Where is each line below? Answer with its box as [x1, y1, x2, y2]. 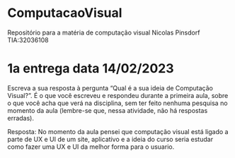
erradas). [7, 114, 34, 122]
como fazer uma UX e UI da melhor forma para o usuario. [7, 142, 175, 151]
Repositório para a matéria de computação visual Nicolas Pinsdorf [7, 28, 200, 37]
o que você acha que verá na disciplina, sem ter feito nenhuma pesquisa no [7, 99, 228, 107]
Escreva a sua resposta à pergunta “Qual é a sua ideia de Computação [7, 83, 214, 92]
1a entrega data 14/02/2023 [7, 61, 174, 77]
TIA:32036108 [7, 35, 50, 44]
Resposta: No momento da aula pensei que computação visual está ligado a [7, 127, 229, 135]
